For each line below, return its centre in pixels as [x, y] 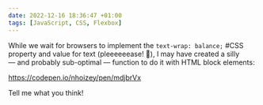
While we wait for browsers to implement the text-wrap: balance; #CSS [126, 45]
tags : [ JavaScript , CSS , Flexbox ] [65, 23]
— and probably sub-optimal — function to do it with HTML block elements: [131, 62]
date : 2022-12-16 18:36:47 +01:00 [65, 15]
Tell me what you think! [46, 92]
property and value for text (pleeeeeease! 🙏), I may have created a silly [124, 54]
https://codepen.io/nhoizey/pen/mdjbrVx [74, 77]
